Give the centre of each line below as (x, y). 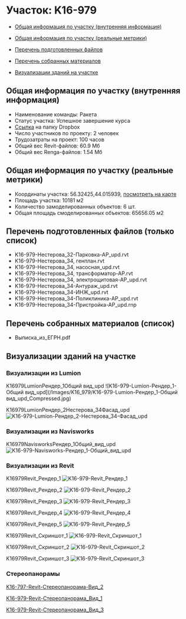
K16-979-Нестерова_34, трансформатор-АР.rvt (74, 274)
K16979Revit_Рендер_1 (34, 479)
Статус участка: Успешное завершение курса (72, 120)
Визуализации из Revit (40, 466)
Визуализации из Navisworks (50, 431)
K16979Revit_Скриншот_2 (38, 547)
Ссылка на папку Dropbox (47, 127)
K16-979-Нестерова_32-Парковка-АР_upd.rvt (72, 255)
